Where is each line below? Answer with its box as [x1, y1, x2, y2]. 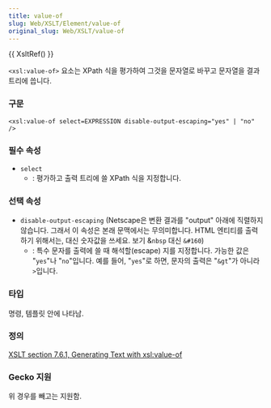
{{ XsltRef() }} [8, 49, 54, 59]
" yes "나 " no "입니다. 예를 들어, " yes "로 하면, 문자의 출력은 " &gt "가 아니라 [32, 256, 260, 266]
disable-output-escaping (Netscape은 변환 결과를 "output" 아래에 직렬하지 [19, 216, 264, 225]
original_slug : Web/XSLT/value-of [8, 27, 125, 35]
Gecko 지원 [8, 371, 52, 382]
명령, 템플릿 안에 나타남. [8, 308, 84, 318]
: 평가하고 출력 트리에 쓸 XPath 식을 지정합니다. [32, 173, 182, 183]
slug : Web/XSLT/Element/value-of [8, 19, 121, 28]
